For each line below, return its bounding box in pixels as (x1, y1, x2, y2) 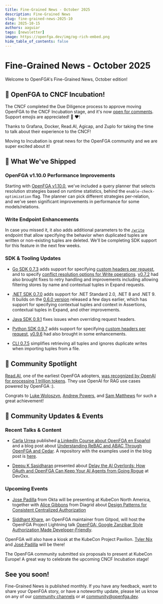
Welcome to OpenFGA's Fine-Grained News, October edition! (5, 76, 128, 82)
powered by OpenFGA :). (5, 383, 55, 389)
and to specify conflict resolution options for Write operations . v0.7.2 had (12, 271, 159, 277)
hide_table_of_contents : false (5, 39, 69, 44)
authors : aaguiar (5, 25, 40, 30)
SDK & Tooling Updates (5, 255, 61, 262)
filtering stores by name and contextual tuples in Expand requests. (12, 282, 145, 288)
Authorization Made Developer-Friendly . (12, 527, 92, 533)
